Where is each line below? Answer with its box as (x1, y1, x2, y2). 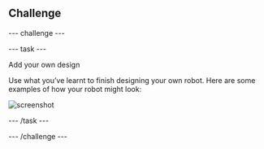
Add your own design (8, 59, 80, 69)
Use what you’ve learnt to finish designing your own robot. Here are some (8, 75, 256, 85)
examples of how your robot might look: (8, 84, 142, 94)
